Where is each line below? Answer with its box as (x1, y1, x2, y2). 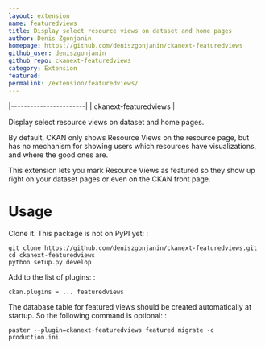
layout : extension (8, 11, 70, 20)
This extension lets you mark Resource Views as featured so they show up (8, 165, 255, 175)
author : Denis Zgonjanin (8, 34, 92, 43)
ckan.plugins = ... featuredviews (8, 288, 125, 297)
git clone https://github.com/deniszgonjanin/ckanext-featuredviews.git (8, 244, 258, 252)
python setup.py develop (8, 259, 92, 267)
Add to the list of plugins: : (8, 272, 96, 282)
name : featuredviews (8, 19, 78, 27)
